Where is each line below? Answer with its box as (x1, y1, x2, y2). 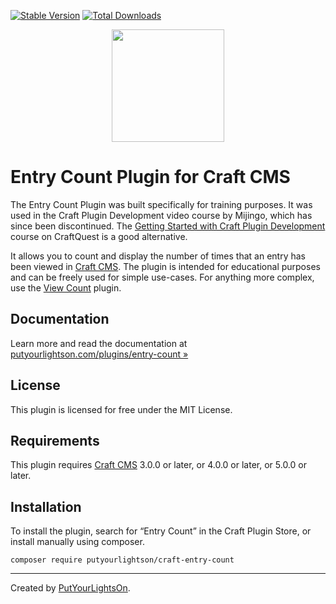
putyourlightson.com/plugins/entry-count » (10, 348, 189, 360)
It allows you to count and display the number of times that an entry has (10, 250, 307, 262)
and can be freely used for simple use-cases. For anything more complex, (10, 271, 315, 283)
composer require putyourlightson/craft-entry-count (10, 555, 235, 565)
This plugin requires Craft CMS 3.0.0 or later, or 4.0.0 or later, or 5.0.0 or (10, 459, 307, 471)
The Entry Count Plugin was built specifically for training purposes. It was (10, 198, 313, 210)
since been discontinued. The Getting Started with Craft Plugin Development (10, 220, 326, 232)
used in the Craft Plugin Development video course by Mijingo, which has (10, 209, 313, 221)
